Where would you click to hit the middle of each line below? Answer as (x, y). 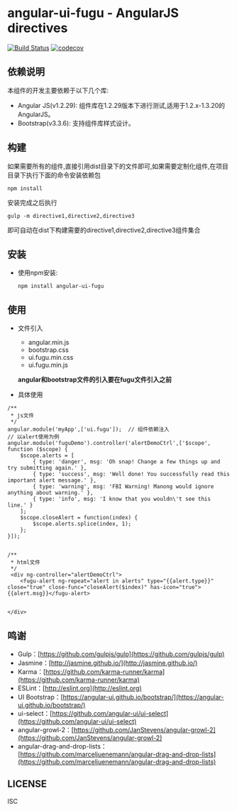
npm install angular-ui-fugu (61, 286)
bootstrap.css (48, 350)
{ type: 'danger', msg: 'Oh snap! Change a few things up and (127, 462)
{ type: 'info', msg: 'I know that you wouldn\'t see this (122, 499)
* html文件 (25, 563)
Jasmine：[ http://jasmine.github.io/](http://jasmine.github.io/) (108, 663)
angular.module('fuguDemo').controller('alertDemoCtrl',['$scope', (109, 443)
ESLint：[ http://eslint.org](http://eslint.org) (79, 688)
